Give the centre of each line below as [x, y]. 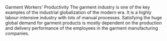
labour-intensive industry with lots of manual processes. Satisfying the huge [84, 18]
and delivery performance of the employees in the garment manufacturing [82, 28]
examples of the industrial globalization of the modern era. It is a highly [78, 12]
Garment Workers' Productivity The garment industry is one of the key [77, 7]
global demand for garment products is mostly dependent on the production [83, 23]
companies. [17, 33]
